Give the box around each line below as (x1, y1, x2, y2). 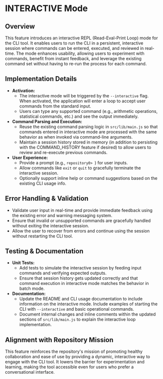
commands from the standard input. (19, 103, 91, 109)
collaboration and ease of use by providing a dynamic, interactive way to (5, 354, 150, 360)
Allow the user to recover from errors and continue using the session (12, 228, 150, 234)
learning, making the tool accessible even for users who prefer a (5, 364, 134, 370)
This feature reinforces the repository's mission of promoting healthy (5, 348, 143, 354)
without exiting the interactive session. (12, 222, 89, 228)
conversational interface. (5, 369, 55, 375)
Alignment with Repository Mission (5, 335, 114, 344)
